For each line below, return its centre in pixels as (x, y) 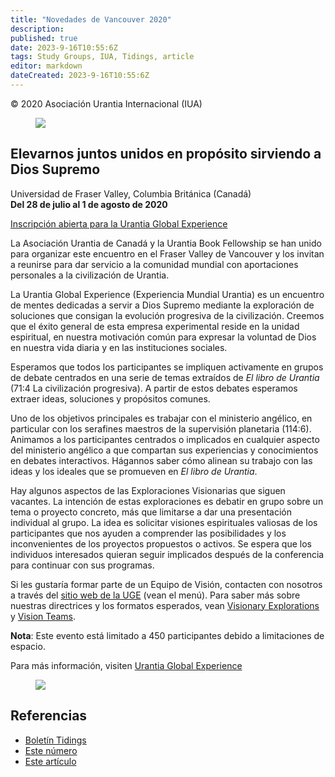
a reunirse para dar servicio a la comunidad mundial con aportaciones (154, 264)
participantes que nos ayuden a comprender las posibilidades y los (148, 533)
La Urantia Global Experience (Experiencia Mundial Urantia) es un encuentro (167, 294)
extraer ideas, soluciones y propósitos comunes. (110, 398)
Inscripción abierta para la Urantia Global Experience (119, 223)
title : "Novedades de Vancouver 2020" (91, 19)
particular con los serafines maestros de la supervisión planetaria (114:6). (161, 428)
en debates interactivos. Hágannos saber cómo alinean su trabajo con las (161, 460)
